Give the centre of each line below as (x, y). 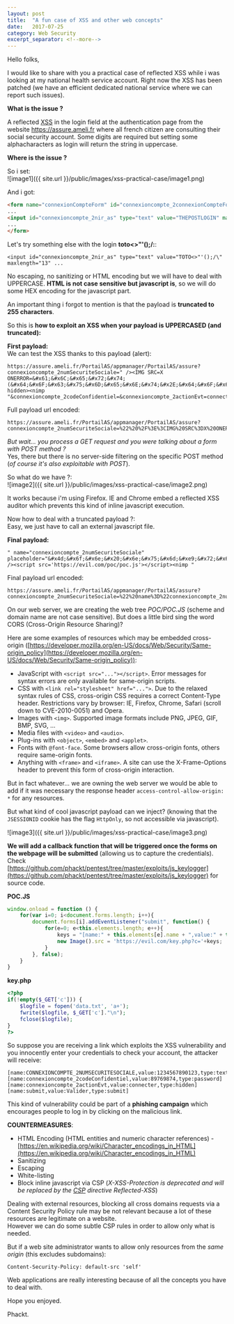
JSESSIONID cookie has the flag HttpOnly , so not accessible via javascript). (113, 818)
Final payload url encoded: (45, 577)
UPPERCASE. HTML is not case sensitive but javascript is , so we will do (111, 283)
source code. (26, 882)
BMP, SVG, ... (36, 725)
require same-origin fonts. (55, 755)
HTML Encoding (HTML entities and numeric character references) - (116, 1139)
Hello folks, (23, 59)
